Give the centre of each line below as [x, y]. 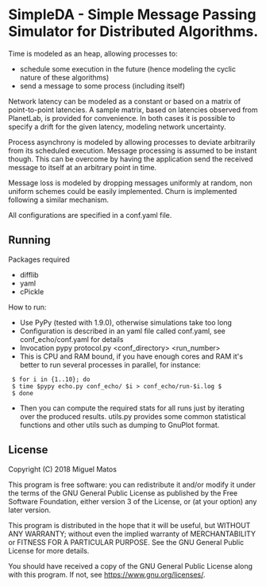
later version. [30, 510]
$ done [23, 393]
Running [30, 240]
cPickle [32, 291]
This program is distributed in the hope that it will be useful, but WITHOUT [129, 525]
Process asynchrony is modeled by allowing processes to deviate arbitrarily [132, 142]
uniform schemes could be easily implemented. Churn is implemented [123, 191]
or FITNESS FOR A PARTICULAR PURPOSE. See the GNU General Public [126, 542]
